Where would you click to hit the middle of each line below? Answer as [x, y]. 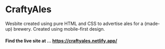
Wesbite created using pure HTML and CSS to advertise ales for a [74, 23]
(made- [152, 23]
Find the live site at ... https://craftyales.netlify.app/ [61, 41]
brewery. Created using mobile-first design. [59, 29]
